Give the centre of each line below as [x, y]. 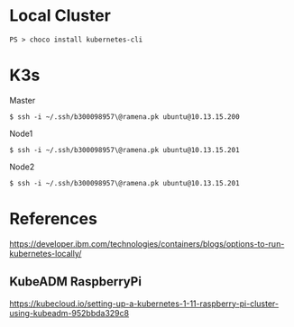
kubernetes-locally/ [46, 253]
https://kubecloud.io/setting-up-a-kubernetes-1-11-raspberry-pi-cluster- [144, 304]
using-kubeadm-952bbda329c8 [69, 313]
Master [23, 100]
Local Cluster [60, 16]
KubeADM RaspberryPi [76, 282]
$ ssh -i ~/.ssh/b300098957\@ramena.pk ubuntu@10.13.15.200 [125, 117]
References [53, 219]
